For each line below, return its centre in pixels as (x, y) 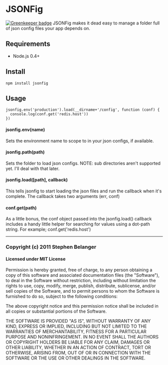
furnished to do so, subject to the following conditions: (62, 296)
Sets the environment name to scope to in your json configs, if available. (80, 141)
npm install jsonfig (27, 83)
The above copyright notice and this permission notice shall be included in (82, 306)
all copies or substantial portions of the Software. (56, 311)
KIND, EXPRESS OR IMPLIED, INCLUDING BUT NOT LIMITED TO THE (76, 326)
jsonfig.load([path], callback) (37, 180)
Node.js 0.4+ (26, 56)
